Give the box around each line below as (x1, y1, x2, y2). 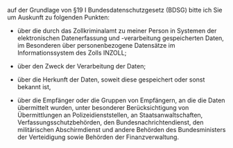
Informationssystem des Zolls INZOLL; (17, 48, 127, 57)
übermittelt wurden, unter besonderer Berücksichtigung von (17, 104, 189, 111)
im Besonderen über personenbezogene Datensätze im (17, 41, 175, 49)
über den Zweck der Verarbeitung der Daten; (17, 62, 146, 70)
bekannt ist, (17, 83, 51, 91)
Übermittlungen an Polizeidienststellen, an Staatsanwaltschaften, (17, 111, 203, 119)
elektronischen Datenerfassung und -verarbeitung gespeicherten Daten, (17, 34, 224, 42)
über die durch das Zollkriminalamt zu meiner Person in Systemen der (17, 27, 217, 35)
